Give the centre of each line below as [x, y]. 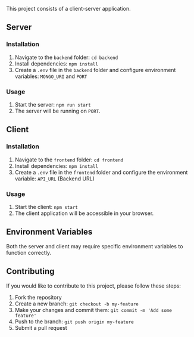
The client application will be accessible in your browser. [84, 213]
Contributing [30, 271]
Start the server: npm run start [53, 104]
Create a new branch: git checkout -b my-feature [76, 304]
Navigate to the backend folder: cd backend [66, 57]
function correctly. [29, 252]
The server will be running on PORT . [58, 111]
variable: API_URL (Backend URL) [55, 179]
